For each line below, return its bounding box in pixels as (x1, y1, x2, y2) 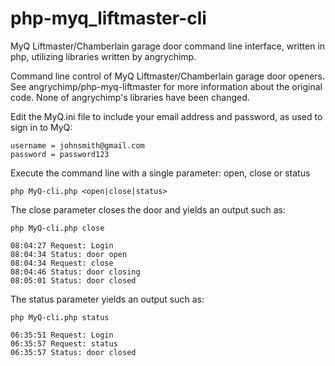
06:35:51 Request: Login (10, 330, 114, 340)
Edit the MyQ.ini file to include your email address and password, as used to (10, 110, 323, 122)
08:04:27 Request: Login (10, 240, 114, 251)
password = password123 (10, 149, 110, 159)
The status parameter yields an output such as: (10, 293, 205, 305)
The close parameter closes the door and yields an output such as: (10, 203, 287, 216)
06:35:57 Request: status (10, 338, 118, 349)
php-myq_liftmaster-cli (10, 7, 207, 30)
